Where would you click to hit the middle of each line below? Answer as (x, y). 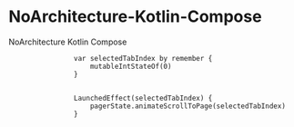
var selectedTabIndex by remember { (143, 58)
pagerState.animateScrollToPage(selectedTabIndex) (188, 106)
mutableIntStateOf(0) (131, 66)
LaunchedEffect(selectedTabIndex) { (143, 98)
